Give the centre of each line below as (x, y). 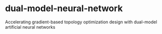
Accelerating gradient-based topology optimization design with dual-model (81, 22)
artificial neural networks (30, 27)
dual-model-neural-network (64, 8)
